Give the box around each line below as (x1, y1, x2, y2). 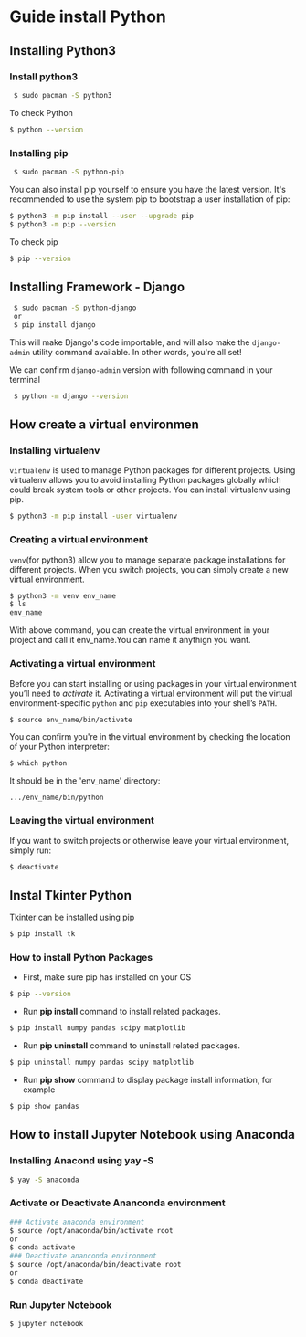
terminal (9, 374, 41, 384)
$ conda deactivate (9, 1277, 84, 1286)
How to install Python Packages (9, 952, 153, 964)
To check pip (9, 236, 58, 247)
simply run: (9, 845, 52, 856)
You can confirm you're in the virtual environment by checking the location (9, 732, 290, 742)
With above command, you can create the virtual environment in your (9, 625, 270, 636)
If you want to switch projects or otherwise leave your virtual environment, (9, 835, 290, 846)
